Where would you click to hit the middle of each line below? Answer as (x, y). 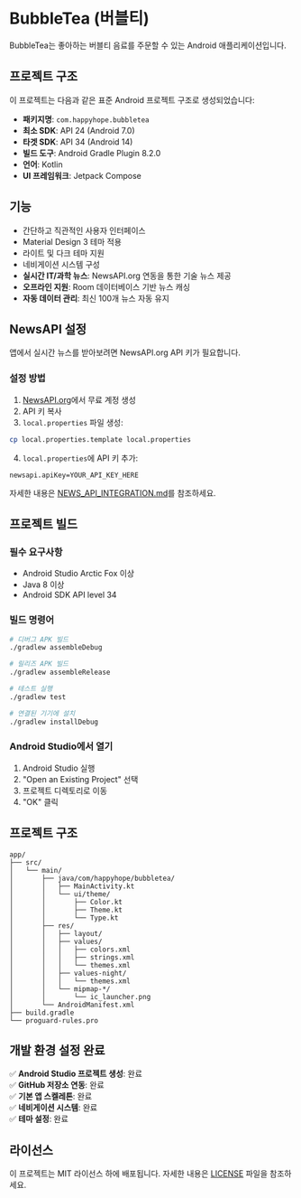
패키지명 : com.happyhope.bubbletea (86, 119)
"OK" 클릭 (40, 801)
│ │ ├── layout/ (56, 933)
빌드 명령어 (32, 620)
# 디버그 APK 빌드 (39, 639)
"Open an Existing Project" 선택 (80, 779)
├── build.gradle (42, 1013)
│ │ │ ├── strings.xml (72, 957)
